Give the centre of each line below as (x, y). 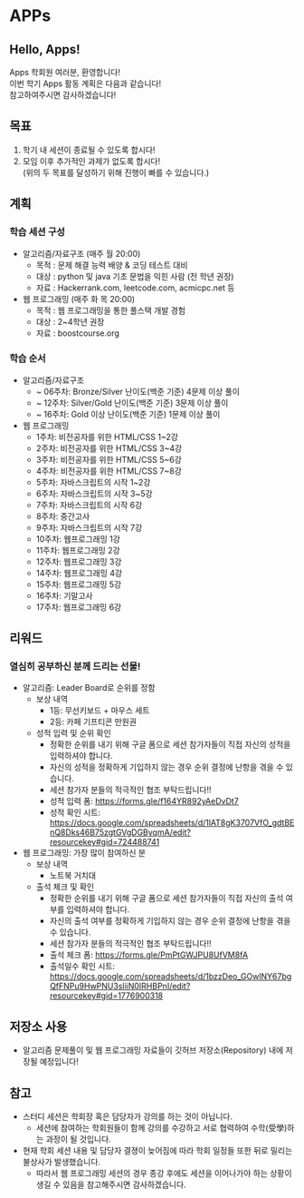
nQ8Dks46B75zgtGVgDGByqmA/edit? (120, 832)
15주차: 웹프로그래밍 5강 (79, 584)
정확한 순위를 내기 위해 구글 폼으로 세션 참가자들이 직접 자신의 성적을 (170, 744)
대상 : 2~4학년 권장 (70, 321)
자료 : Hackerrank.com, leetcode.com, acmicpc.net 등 (135, 288)
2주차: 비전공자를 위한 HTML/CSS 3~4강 (109, 448)
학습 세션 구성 (38, 232)
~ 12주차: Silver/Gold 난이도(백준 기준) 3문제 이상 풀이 (132, 403)
